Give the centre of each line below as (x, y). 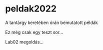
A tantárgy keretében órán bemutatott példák (52, 22)
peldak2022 (31, 9)
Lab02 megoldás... (24, 42)
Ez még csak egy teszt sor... (34, 32)
